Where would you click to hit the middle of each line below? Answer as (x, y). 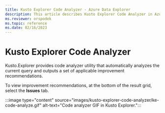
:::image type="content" (29, 100)
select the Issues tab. (27, 90)
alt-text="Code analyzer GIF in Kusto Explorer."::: (92, 105)
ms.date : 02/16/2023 (26, 28)
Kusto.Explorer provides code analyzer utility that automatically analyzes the (82, 66)
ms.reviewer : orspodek (28, 19)
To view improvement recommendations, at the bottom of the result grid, (79, 86)
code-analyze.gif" (23, 105)
